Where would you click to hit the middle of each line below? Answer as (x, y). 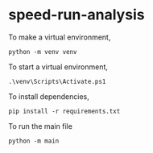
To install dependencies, (49, 96)
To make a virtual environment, (60, 37)
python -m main (34, 141)
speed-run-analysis (76, 15)
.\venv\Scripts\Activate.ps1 (57, 81)
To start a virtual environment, (58, 67)
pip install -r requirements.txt (64, 111)
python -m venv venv (43, 52)
